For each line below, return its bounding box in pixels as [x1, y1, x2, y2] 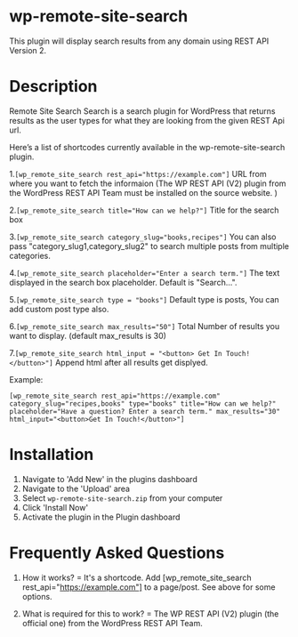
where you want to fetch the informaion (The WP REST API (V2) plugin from [9, 178, 286, 189]
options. [21, 591, 52, 601]
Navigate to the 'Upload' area [21, 483, 131, 494]
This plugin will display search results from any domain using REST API [9, 36, 270, 46]
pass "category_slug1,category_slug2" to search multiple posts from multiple [9, 240, 289, 251]
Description [9, 77, 98, 97]
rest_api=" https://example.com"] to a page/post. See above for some [21, 581, 276, 593]
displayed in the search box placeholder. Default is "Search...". [9, 277, 238, 287]
